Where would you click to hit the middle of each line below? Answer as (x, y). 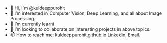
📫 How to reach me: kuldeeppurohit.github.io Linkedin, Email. (75, 35)
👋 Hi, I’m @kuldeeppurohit (38, 8)
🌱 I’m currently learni (32, 24)
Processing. (23, 18)
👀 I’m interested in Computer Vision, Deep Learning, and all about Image (86, 13)
